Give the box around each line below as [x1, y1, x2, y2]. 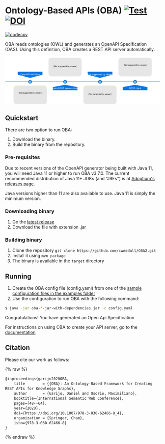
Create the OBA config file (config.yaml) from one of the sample [12, 285, 142, 291]
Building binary [5, 236, 43, 243]
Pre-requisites [5, 154, 40, 161]
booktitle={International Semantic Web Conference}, [14, 396, 124, 401]
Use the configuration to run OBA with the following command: [12, 296, 139, 302]
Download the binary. [12, 137, 55, 142]
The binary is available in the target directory [12, 258, 105, 264]
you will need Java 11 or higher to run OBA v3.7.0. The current [5, 170, 130, 176]
